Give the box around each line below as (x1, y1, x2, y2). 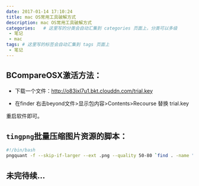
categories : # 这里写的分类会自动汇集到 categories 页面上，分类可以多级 (6, 25, 178, 31)
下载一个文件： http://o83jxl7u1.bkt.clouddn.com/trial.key (14, 87, 153, 94)
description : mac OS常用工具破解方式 (6, 19, 92, 25)
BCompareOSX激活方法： (6, 70, 102, 80)
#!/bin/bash (6, 147, 36, 154)
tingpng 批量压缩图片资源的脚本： (6, 131, 128, 141)
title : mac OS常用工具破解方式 (6, 14, 76, 20)
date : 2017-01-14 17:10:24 (6, 8, 73, 15)
